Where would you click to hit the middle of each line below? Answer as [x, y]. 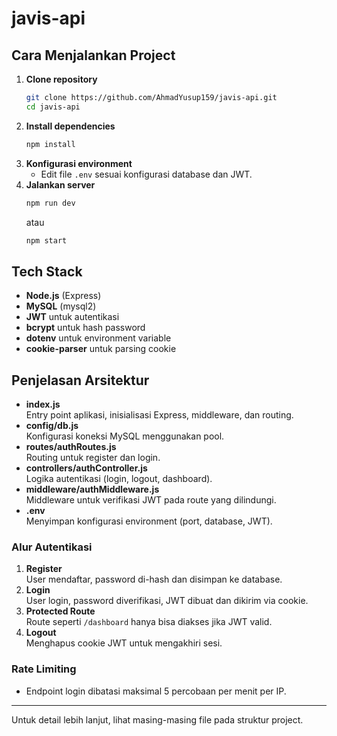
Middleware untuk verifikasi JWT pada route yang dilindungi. [151, 500]
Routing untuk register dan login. [93, 457]
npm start [46, 240]
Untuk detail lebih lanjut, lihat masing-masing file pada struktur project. [157, 719]
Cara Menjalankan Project [93, 55]
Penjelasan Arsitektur [80, 380]
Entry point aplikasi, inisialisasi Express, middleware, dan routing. [159, 415]
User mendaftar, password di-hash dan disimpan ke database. [154, 579]
